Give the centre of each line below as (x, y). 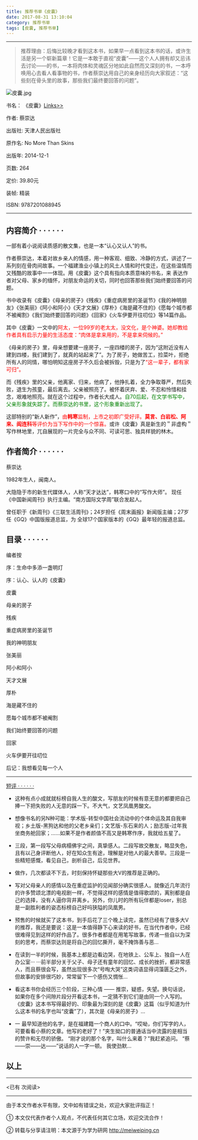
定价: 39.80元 (23, 181)
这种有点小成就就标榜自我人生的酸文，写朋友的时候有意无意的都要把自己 (102, 798)
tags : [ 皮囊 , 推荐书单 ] (33, 28)
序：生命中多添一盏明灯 (34, 567)
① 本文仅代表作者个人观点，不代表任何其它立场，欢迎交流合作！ (85, 1118)
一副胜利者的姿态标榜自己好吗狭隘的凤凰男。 (74, 907)
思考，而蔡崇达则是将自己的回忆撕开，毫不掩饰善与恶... (92, 942)
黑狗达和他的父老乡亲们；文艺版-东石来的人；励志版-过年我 (115, 825)
